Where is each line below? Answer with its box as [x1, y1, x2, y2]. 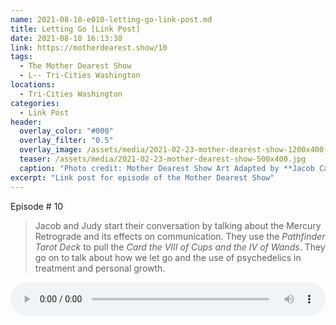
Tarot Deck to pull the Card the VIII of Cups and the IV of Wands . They [34, 241, 326, 253]
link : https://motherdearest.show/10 [10, 42, 168, 53]
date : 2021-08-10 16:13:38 [10, 33, 123, 43]
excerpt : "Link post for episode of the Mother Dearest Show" [10, 172, 275, 183]
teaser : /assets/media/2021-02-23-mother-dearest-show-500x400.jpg [19, 154, 307, 164]
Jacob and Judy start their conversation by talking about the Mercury [34, 219, 322, 231]
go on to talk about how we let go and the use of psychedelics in [34, 251, 302, 263]
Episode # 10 [10, 200, 64, 212]
